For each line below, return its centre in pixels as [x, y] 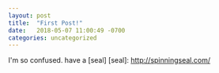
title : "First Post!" [45, 23]
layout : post [30, 15]
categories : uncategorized [53, 38]
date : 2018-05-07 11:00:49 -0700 [67, 30]
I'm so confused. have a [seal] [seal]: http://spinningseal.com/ [109, 60]
